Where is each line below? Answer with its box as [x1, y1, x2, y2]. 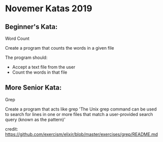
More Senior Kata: [5, 84, 62, 92]
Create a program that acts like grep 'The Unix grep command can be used [5, 106, 157, 112]
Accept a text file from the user [12, 64, 76, 70]
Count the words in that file [12, 69, 67, 75]
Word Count [5, 35, 29, 41]
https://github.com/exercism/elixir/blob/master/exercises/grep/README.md [5, 131, 158, 137]
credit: [5, 126, 18, 132]
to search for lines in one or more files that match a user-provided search [5, 111, 153, 117]
